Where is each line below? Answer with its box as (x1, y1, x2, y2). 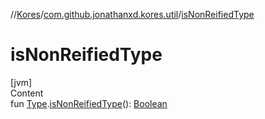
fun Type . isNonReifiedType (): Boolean (10, 97, 168, 109)
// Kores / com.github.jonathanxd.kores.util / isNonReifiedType (10, 9, 255, 20)
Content (10, 87, 44, 99)
